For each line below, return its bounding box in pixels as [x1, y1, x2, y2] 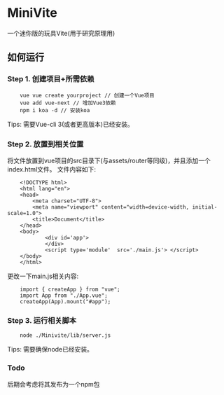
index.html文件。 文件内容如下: [7, 165, 97, 173]
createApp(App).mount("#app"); [20, 298, 111, 305]
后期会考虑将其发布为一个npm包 [7, 380, 100, 388]
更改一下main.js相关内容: [7, 272, 79, 280]
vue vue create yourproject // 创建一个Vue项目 [20, 92, 155, 99]
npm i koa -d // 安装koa [20, 106, 90, 113]
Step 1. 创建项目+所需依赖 [7, 74, 94, 84]
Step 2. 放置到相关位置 [7, 139, 84, 148]
